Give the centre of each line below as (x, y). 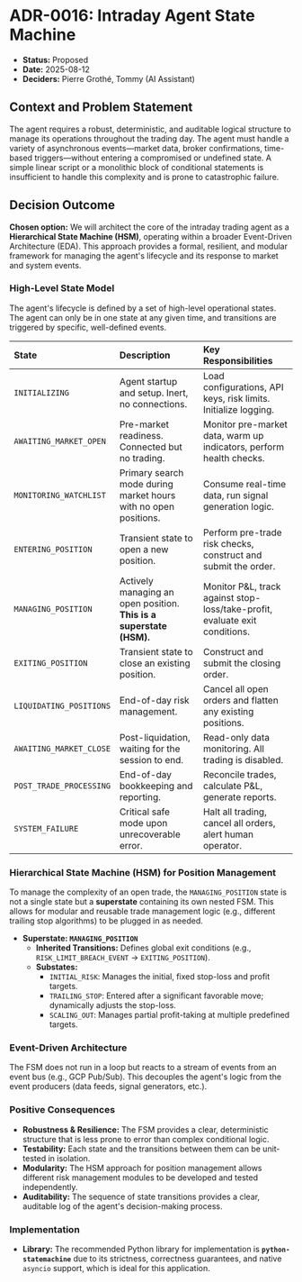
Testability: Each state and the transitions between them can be (141, 1149)
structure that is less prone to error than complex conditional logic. (146, 1139)
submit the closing (242, 663)
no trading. (142, 458)
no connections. (153, 404)
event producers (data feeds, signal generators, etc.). (108, 1087)
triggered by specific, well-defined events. (88, 327)
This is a (138, 614)
